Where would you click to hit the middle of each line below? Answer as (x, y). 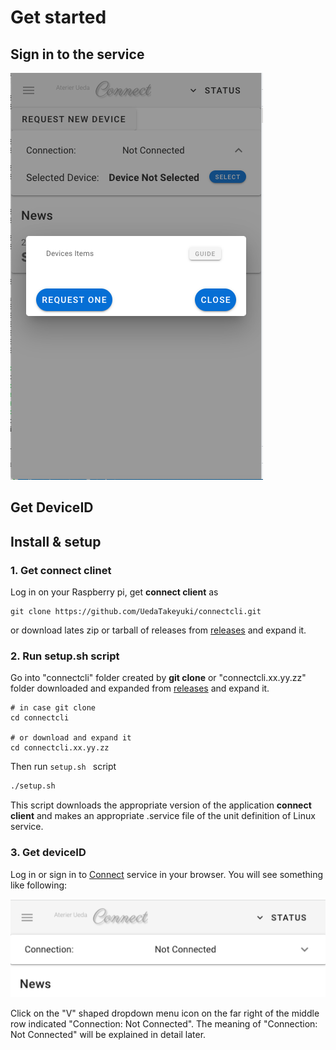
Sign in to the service (77, 54)
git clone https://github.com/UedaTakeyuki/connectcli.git (136, 612)
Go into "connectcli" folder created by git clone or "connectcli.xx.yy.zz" (158, 678)
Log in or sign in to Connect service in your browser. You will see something (167, 874)
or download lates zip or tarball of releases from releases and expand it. (158, 630)
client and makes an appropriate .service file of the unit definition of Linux (163, 816)
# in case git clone (53, 708)
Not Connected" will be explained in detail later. (108, 1035)
